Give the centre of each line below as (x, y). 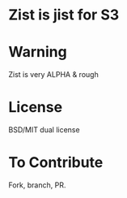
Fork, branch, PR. (37, 185)
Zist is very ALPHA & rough (53, 75)
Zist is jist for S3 (64, 15)
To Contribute (56, 163)
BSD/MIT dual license (44, 130)
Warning (38, 52)
